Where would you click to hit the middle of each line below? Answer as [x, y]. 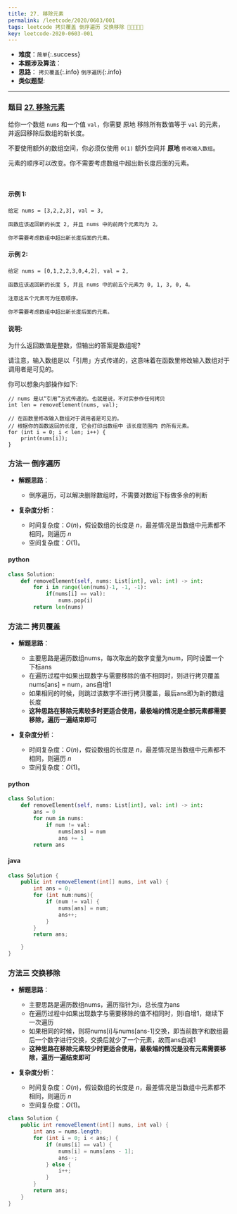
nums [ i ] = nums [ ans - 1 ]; [96, 1151]
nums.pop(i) [76, 601]
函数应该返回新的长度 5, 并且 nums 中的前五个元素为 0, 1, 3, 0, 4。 [101, 285]
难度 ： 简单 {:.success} [49, 54]
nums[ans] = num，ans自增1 [70, 685]
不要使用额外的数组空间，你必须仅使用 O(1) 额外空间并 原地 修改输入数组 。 [114, 148]
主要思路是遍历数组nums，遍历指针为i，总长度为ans [104, 1005]
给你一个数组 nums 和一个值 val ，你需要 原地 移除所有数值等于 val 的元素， [116, 124]
